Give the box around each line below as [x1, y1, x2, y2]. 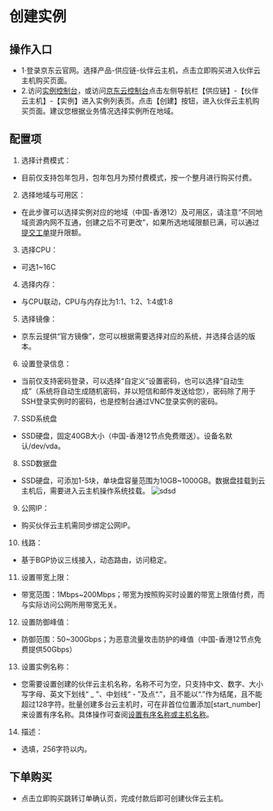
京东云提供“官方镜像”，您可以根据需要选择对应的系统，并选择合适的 [20, 331, 249, 341]
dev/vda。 [30, 441, 66, 451]
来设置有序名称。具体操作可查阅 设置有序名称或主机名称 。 [20, 709, 214, 719]
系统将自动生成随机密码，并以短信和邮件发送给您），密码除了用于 [38, 386, 256, 395]
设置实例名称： [20, 661, 71, 671]
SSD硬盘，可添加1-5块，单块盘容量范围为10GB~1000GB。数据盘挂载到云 [20, 475, 266, 485]
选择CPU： [20, 245, 58, 255]
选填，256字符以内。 [20, 743, 92, 753]
